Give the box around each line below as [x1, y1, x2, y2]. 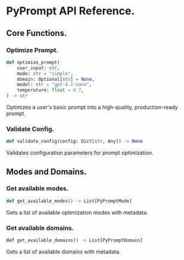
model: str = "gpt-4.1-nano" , [17, 82, 93, 88]
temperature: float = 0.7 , [17, 87, 84, 93]
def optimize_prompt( [6, 59, 60, 65]
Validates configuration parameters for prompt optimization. [6, 149, 154, 157]
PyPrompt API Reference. [6, 4, 136, 18]
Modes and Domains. [6, 166, 87, 177]
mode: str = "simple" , [17, 71, 73, 77]
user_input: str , [17, 65, 60, 71]
